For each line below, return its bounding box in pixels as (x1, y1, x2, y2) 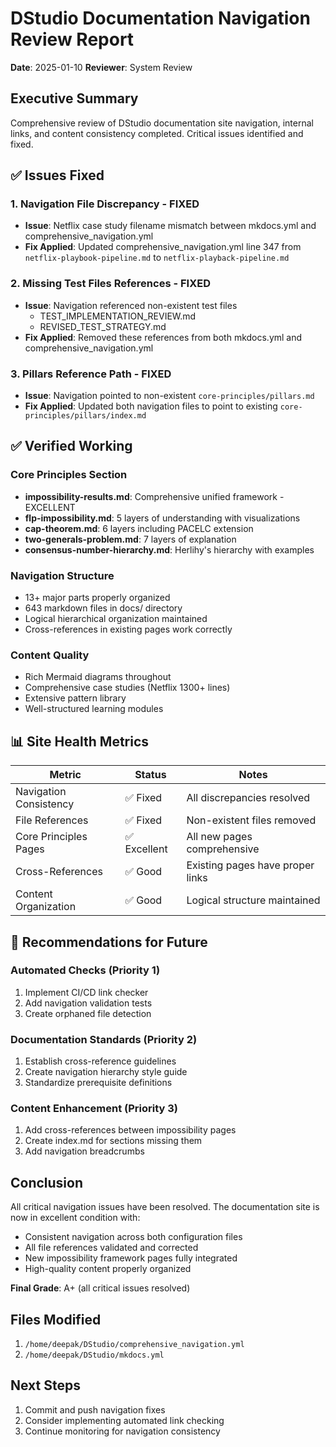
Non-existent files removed (186, 813, 317, 827)
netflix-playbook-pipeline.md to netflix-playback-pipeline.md (24, 252, 290, 264)
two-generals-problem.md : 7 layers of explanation (24, 533, 237, 545)
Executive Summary (10, 90, 139, 107)
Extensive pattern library (24, 692, 127, 704)
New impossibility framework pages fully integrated (24, 1252, 238, 1264)
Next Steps (10, 1377, 81, 1394)
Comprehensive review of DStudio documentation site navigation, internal (10, 117, 314, 129)
